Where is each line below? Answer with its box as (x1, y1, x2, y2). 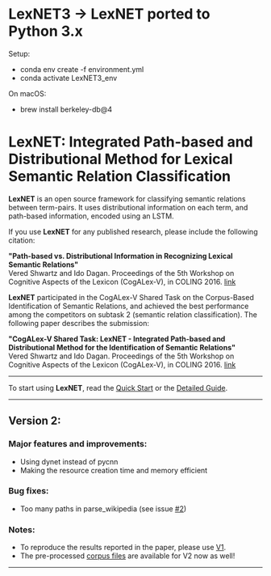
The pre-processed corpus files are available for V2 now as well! (19, 551, 236, 561)
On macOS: (8, 88, 47, 98)
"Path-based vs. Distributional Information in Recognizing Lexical (8, 251, 233, 260)
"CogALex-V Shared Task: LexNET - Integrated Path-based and (8, 333, 226, 344)
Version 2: (8, 414, 62, 428)
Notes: (8, 523, 35, 535)
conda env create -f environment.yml (19, 64, 144, 74)
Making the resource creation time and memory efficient (19, 465, 208, 475)
